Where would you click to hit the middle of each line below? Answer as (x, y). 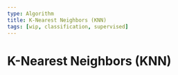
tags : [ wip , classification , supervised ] (68, 26)
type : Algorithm (30, 14)
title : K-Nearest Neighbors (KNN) (57, 20)
